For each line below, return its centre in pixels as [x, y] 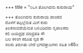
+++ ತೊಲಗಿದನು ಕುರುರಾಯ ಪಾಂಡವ [34, 17]
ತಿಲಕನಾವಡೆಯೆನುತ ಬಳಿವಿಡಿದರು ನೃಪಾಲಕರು [37, 28]
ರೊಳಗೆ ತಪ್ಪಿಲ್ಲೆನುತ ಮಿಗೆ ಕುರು [27, 22]
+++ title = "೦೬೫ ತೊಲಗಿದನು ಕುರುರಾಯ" [40, 7]
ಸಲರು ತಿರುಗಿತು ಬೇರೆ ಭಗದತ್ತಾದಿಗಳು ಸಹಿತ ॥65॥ [42, 44]
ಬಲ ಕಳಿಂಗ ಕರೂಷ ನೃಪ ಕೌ [25, 39]
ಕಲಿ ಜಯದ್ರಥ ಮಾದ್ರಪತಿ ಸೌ [25, 33]
